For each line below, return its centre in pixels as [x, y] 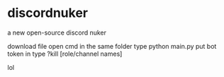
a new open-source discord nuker [57, 32]
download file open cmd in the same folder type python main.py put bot [112, 46]
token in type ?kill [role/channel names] [65, 54]
